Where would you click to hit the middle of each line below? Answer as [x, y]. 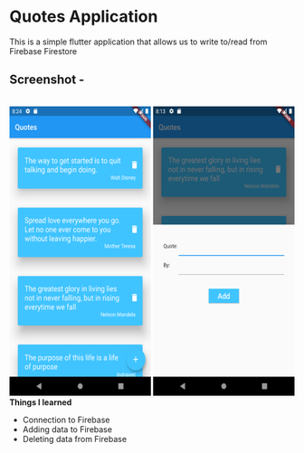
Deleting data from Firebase [75, 439]
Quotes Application [84, 17]
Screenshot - [47, 80]
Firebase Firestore [43, 51]
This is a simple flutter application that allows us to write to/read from [138, 42]
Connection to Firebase [66, 420]
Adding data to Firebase [67, 429]
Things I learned [41, 402]
